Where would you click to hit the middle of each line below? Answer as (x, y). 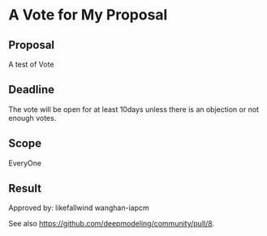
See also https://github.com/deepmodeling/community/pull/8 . (112, 224)
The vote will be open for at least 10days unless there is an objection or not (134, 109)
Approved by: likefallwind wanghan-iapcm (79, 208)
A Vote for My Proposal (88, 15)
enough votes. (32, 118)
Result (25, 189)
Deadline (32, 90)
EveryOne (25, 163)
